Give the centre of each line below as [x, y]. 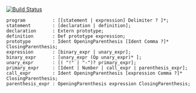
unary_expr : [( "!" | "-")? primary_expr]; [71, 63]
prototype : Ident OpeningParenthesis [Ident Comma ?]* [88, 42]
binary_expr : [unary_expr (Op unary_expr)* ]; [74, 57]
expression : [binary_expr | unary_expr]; [69, 52]
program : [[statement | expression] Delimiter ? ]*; [88, 21]
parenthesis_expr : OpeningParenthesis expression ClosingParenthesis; [98, 84]
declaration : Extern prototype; [55, 31]
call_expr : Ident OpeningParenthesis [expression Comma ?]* [94, 73]
